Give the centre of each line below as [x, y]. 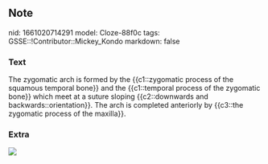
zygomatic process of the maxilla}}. [67, 114]
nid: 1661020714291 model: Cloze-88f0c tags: [84, 32]
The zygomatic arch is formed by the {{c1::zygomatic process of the [121, 80]
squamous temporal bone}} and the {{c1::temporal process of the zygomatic [134, 88]
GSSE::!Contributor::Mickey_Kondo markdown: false [94, 41]
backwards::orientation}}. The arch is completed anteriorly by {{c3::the [126, 105]
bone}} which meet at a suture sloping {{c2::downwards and [109, 96]
